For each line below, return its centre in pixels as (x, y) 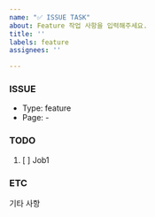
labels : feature (39, 42)
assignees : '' (35, 50)
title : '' (27, 34)
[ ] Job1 (36, 159)
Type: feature (46, 108)
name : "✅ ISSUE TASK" (50, 17)
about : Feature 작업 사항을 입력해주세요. (78, 26)
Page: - (35, 118)
